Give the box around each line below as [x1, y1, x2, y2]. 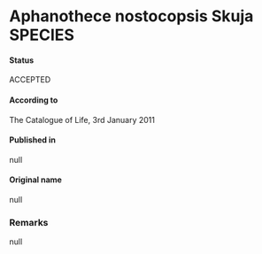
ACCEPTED [9, 74, 51, 85]
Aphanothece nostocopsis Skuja [9, 6, 254, 27]
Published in [9, 135, 56, 145]
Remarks [9, 216, 49, 228]
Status [9, 55, 35, 65]
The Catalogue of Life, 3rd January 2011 [9, 114, 155, 125]
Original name [9, 174, 62, 185]
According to [9, 95, 58, 105]
